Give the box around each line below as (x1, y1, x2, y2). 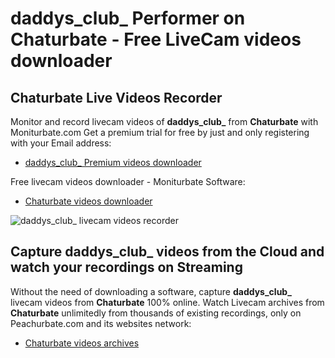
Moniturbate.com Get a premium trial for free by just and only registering (10, 127, 310, 138)
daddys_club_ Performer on (10, 7, 246, 30)
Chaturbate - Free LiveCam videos (10, 28, 302, 51)
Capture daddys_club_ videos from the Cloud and (10, 243, 325, 261)
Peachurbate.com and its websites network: (10, 317, 192, 329)
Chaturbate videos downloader (24, 195, 153, 207)
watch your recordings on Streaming (10, 259, 243, 276)
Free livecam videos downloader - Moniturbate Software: (10, 176, 246, 187)
